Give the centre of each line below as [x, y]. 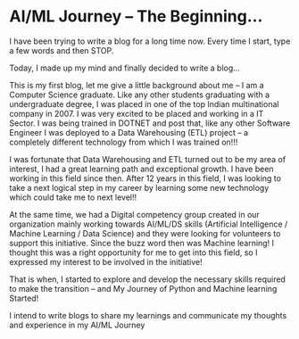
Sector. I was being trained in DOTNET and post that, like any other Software [150, 123]
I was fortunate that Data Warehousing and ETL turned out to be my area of [148, 159]
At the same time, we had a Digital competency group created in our [135, 214]
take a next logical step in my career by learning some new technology [139, 187]
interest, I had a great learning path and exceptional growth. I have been [141, 169]
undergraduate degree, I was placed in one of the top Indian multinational [144, 103]
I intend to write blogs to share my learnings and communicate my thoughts [148, 315]
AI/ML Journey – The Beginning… [136, 17]
